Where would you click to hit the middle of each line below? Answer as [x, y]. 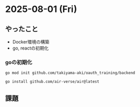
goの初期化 [19, 62]
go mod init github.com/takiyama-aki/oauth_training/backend [70, 73]
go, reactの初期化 [30, 48]
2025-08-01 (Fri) [41, 9]
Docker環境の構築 [31, 42]
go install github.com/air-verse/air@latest [52, 82]
